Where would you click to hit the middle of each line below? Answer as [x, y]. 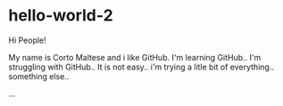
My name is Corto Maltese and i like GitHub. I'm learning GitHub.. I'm [135, 57]
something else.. [39, 76]
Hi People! [27, 40]
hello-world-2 [61, 16]
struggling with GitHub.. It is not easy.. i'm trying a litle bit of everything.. [141, 67]
